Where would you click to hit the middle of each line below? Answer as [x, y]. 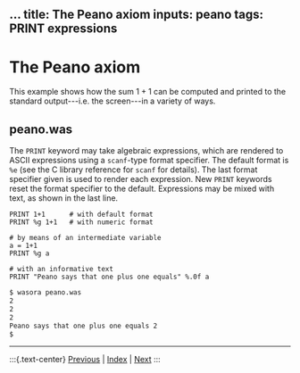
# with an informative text [62, 269]
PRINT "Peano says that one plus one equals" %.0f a [109, 277]
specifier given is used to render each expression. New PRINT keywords [141, 179]
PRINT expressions [63, 29]
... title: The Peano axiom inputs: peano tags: [137, 15]
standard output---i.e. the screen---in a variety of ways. [112, 101]
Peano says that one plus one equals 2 [83, 326]
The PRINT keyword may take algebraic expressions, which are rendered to [146, 151]
